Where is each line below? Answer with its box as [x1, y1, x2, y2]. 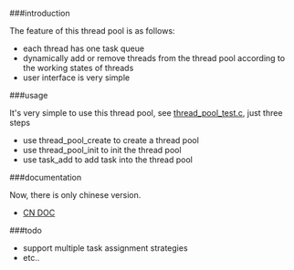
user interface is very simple [22, 72, 131, 83]
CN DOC [22, 207, 56, 218]
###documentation [9, 172, 82, 182]
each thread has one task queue [22, 43, 144, 54]
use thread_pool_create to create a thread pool [22, 135, 199, 145]
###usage [9, 90, 48, 100]
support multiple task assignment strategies [22, 243, 189, 254]
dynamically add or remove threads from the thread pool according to [22, 53, 286, 63]
